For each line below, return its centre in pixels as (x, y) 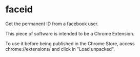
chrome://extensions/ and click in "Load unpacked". (60, 49)
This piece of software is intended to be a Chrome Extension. (70, 33)
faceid (19, 9)
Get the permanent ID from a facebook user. (52, 24)
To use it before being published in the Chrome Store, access (70, 43)
